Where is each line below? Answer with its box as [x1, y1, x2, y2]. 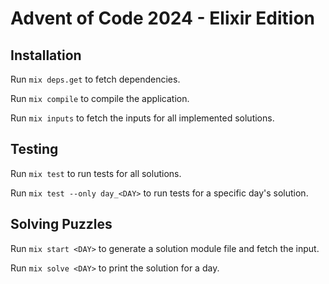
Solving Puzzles [10, 216, 113, 233]
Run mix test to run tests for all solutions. [10, 167, 182, 179]
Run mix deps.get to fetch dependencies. [10, 73, 181, 85]
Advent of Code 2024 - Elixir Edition [10, 7, 316, 30]
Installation [10, 47, 82, 64]
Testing [10, 141, 59, 158]
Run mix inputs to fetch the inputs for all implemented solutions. [10, 112, 275, 124]
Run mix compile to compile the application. [10, 93, 190, 104]
